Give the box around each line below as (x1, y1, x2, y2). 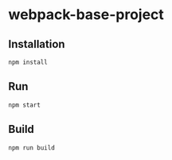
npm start (8, 101, 41, 109)
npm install (8, 58, 48, 66)
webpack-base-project (8, 6, 165, 24)
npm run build (8, 143, 56, 152)
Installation (8, 37, 65, 51)
